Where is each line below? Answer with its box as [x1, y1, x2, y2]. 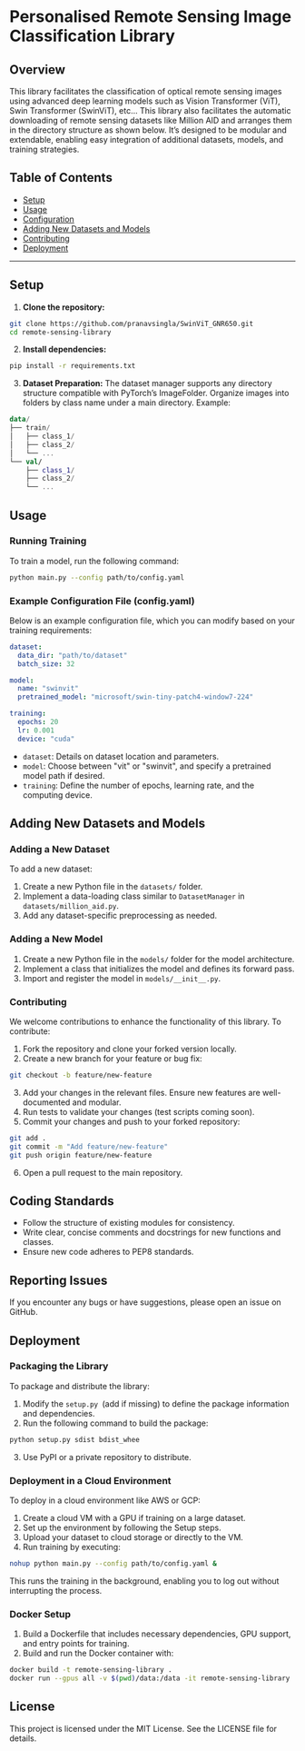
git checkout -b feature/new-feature [9, 1070, 152, 1080]
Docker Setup [9, 1607, 71, 1620]
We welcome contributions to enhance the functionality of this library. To [9, 1016, 281, 1028]
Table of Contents [9, 170, 113, 185]
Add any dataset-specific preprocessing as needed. [22, 910, 218, 921]
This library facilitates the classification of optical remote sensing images [9, 86, 282, 96]
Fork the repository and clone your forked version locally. [22, 1043, 238, 1055]
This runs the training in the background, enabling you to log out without [9, 1575, 280, 1587]
